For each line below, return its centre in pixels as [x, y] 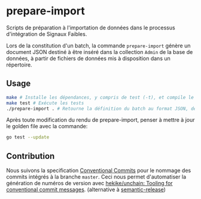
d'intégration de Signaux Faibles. [47, 34]
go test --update [28, 137]
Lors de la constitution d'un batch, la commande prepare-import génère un [98, 46]
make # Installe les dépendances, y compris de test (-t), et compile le [100, 97]
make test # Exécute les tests [45, 103]
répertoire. [19, 65]
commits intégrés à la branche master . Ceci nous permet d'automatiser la [96, 177]
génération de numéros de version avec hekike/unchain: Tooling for [89, 183]
